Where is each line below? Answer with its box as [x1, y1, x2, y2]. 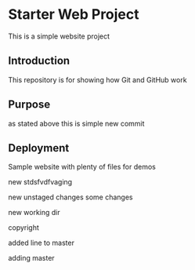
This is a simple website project [8, 31, 110, 41]
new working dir [8, 208, 60, 217]
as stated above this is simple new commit [8, 119, 145, 128]
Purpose [8, 98, 51, 111]
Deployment [8, 141, 70, 155]
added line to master [8, 238, 74, 248]
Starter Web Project [8, 5, 139, 24]
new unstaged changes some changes [8, 192, 133, 202]
